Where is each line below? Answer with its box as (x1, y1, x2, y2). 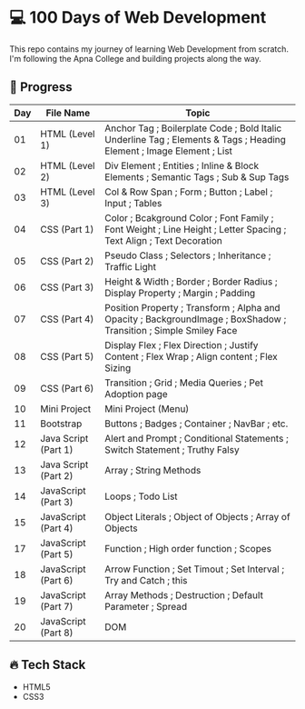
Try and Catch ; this (103, 574, 188, 586)
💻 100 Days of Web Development (9, 7, 267, 28)
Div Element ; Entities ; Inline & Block (103, 159, 260, 172)
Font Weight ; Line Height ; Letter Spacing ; (103, 223, 287, 235)
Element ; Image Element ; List (103, 145, 233, 157)
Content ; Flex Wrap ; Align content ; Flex (103, 350, 279, 363)
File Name (45, 106, 91, 119)
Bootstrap (40, 417, 83, 430)
